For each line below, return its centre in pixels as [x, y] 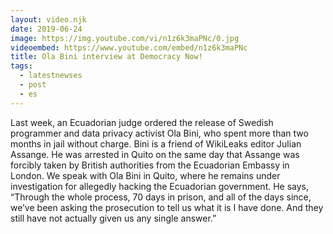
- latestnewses [51, 76]
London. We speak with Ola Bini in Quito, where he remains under [145, 175]
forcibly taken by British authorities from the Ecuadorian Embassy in [150, 165]
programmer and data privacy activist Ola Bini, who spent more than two [159, 133]
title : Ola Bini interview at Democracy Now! [106, 57]
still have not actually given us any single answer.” [113, 218]
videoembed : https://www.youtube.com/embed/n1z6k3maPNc [129, 47]
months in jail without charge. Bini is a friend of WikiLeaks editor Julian [156, 143]
